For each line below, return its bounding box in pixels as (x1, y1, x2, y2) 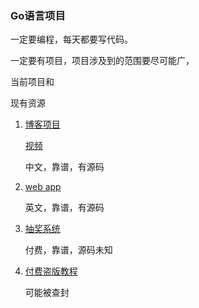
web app (24, 181, 62, 193)
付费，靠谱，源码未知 (24, 244, 113, 256)
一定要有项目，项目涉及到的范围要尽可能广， (10, 55, 195, 67)
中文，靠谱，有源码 (24, 161, 105, 173)
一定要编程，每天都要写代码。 (10, 33, 133, 46)
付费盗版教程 (24, 265, 78, 277)
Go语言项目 (10, 8, 66, 22)
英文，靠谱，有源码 (24, 202, 105, 214)
